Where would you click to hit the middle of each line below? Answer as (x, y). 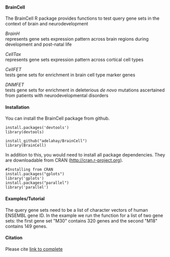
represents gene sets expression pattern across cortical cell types (74, 60)
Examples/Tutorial (25, 199)
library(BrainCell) (26, 146)
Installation (17, 107)
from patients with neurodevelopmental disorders (57, 95)
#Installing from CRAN (29, 170)
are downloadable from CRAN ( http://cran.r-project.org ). (64, 160)
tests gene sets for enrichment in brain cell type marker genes (70, 75)
